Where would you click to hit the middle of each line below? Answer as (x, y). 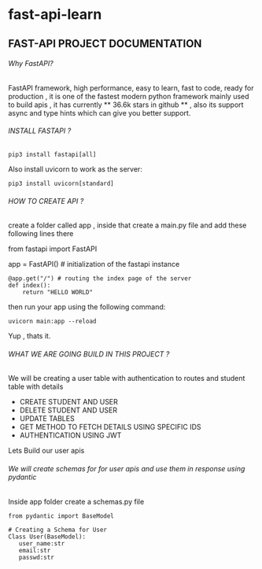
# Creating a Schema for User (58, 530)
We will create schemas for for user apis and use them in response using (127, 468)
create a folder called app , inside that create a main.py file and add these (127, 225)
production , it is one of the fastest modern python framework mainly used (129, 96)
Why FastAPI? (31, 64)
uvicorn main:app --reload (52, 321)
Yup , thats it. (30, 336)
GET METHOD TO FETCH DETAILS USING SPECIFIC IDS (111, 427)
